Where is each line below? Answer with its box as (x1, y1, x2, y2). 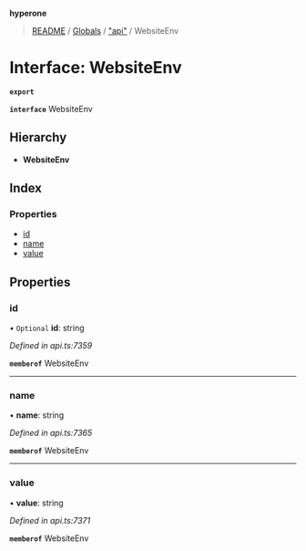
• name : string (9, 410, 65, 421)
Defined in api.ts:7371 (9, 515, 91, 525)
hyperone (9, 8, 47, 18)
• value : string (9, 497, 64, 508)
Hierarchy (9, 130, 67, 145)
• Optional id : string (9, 323, 85, 334)
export (9, 87, 35, 97)
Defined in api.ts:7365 (9, 428, 93, 439)
